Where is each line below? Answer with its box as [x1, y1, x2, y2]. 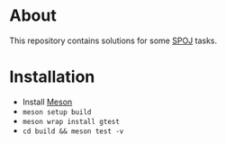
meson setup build [22, 107, 92, 117]
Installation [9, 67, 95, 87]
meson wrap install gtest [22, 117, 120, 126]
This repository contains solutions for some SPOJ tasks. [9, 35, 218, 46]
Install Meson [22, 96, 73, 107]
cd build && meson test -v [22, 127, 124, 136]
